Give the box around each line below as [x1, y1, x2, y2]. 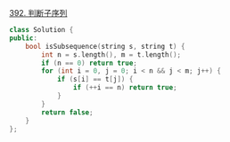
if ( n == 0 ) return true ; [41, 59, 138, 67]
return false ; [41, 107, 94, 117]
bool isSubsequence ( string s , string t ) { [25, 42, 185, 51]
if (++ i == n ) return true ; [72, 83, 177, 92]
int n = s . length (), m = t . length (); [41, 50, 181, 59]
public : [9, 34, 38, 43]
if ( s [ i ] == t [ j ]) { [56, 75, 134, 84]
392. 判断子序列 [9, 8, 68, 18]
